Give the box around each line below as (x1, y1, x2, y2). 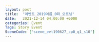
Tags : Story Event (5, 25, 42, 30)
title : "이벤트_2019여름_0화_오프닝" (5, 12, 75, 16)
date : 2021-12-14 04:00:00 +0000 (5, 16, 78, 21)
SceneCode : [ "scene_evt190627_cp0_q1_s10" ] (5, 29, 95, 34)
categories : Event (5, 20, 42, 26)
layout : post (5, 7, 32, 12)
